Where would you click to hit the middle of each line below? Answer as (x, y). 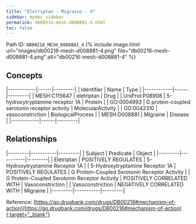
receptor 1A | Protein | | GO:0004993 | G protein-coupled (122, 102)
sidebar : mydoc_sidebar (35, 17)
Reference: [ (21, 202)
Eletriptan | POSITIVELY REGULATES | (100, 159)
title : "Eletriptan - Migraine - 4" (51, 11)
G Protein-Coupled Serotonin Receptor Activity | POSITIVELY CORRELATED (97, 178)
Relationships (32, 139)
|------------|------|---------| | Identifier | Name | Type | (74, 90)
